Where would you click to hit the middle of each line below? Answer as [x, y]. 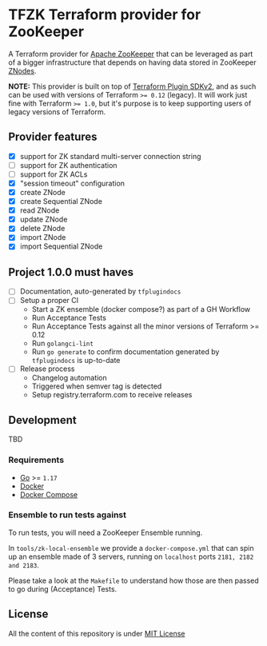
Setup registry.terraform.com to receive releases [112, 395]
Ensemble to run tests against [67, 515]
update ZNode [44, 219]
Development [43, 420]
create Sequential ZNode [61, 201]
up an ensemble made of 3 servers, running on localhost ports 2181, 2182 [131, 556]
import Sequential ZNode [61, 246]
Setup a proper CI [49, 301]
